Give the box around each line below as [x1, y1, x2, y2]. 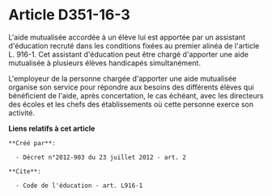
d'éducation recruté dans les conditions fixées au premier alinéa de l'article [8, 40, 260, 50]
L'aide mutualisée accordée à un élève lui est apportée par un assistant [8, 32, 245, 42]
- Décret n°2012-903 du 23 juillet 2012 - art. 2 [15, 153, 186, 161]
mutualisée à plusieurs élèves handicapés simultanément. [8, 58, 201, 68]
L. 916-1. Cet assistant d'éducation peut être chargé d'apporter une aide [8, 49, 249, 59]
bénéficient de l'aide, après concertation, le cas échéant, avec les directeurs [8, 90, 264, 100]
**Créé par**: [8, 139, 57, 147]
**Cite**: [8, 167, 42, 175]
